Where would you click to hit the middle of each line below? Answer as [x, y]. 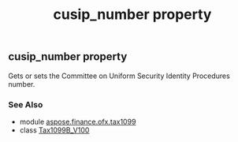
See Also [26, 104]
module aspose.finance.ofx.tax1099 [78, 121]
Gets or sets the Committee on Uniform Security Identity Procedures [119, 76]
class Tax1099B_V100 [54, 130]
